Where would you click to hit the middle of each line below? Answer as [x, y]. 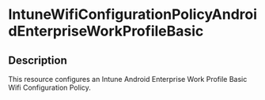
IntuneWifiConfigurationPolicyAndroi [133, 15]
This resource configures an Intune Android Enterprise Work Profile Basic [128, 79]
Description [38, 60]
